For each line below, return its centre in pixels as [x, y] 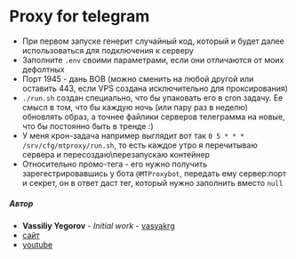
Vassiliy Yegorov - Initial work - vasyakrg [98, 225]
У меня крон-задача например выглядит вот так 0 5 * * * [133, 135]
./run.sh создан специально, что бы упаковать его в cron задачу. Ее [152, 97]
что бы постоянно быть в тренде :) [88, 125]
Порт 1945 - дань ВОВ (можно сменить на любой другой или [138, 78]
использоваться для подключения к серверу [108, 50]
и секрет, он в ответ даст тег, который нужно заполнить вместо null [152, 182]
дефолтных [43, 69]
